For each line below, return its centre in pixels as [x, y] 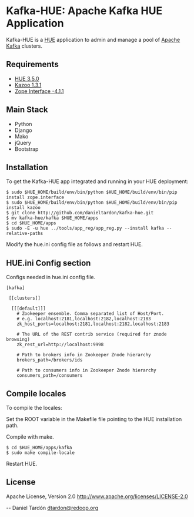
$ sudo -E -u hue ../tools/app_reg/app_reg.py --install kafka [85, 228]
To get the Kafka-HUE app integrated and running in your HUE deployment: [97, 181]
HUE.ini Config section [48, 263]
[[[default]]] [29, 309]
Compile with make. [30, 437]
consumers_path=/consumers [50, 376]
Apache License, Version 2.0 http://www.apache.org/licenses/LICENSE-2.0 [97, 496]
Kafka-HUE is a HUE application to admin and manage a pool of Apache [93, 39]
